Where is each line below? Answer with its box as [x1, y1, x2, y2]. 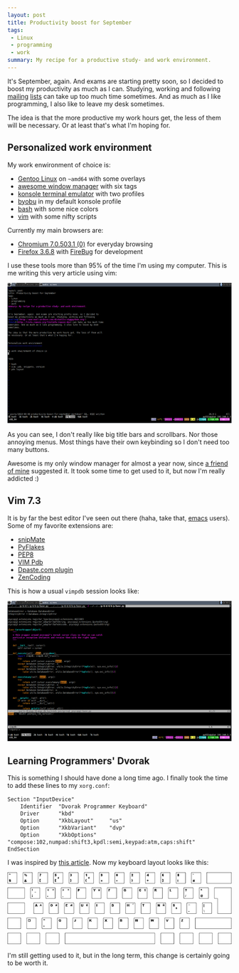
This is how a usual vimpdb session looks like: [7, 587, 140, 595]
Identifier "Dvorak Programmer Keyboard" [20, 803, 148, 811]
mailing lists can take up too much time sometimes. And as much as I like [7, 92, 221, 100]
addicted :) [7, 474, 39, 483]
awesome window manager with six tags [17, 182, 137, 190]
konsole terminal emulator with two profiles [17, 189, 144, 198]
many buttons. [7, 445, 50, 453]
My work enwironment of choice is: [7, 160, 111, 169]
